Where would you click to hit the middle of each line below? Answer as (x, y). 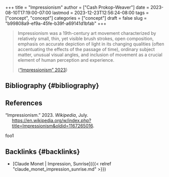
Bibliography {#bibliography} (52, 86)
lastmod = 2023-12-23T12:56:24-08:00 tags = (101, 13)
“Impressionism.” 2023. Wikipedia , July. (47, 115)
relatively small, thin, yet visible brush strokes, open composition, (86, 38)
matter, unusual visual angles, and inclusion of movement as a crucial (90, 55)
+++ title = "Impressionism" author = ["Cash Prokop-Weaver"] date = (77, 7)
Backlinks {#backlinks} (43, 151)
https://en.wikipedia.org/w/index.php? (52, 120)
